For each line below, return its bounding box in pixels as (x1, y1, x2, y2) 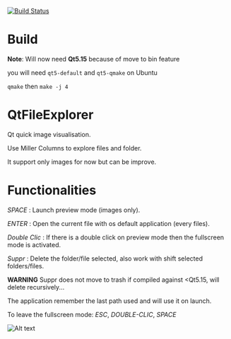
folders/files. (7, 261, 45, 270)
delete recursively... (7, 282, 65, 291)
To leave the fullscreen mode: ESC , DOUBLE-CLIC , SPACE (7, 310, 177, 319)
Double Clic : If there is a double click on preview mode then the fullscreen (7, 233, 225, 242)
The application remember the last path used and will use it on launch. (7, 297, 212, 305)
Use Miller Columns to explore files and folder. (7, 143, 142, 152)
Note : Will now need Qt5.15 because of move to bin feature (7, 54, 180, 63)
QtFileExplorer (7, 107, 94, 123)
